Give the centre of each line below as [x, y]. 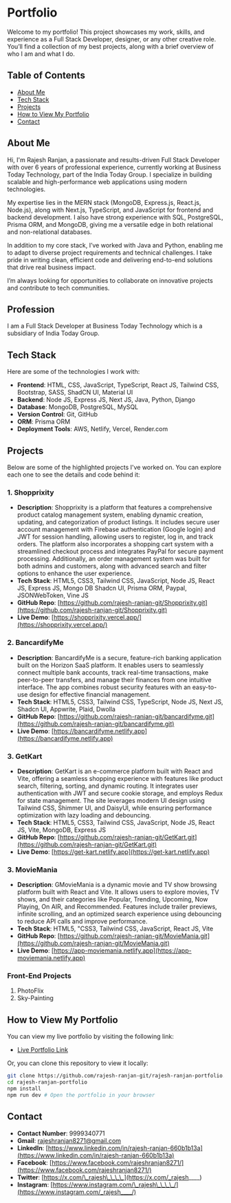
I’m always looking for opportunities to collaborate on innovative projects [110, 280]
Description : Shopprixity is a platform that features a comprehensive [114, 508]
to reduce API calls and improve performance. [82, 922]
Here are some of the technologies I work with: [74, 372]
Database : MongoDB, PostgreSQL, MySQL [78, 407]
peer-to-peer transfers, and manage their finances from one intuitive [114, 679]
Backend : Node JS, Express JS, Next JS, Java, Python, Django [106, 400]
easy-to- [205, 687]
